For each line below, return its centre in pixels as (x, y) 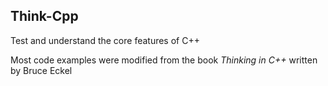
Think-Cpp (44, 16)
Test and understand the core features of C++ (105, 40)
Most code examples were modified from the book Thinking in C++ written (164, 60)
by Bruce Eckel (41, 70)
